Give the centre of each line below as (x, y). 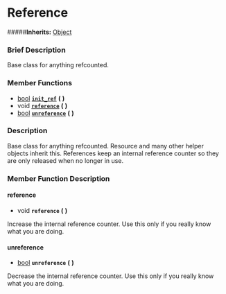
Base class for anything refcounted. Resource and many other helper (106, 146)
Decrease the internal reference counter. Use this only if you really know (111, 276)
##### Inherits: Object (40, 32)
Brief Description (36, 50)
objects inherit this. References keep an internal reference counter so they (113, 153)
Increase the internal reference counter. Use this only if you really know (109, 224)
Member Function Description (59, 178)
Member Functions (40, 83)
